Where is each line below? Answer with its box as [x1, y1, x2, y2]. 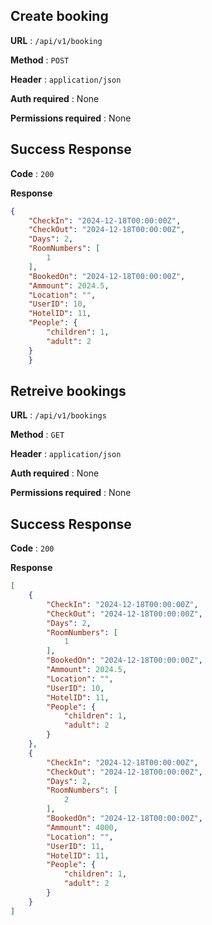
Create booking [10, 8, 109, 25]
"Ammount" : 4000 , [46, 822, 118, 833]
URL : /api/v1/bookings [10, 409, 107, 421]
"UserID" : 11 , [46, 841, 105, 851]
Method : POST [10, 54, 70, 66]
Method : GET [10, 429, 65, 441]
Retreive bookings [10, 382, 127, 399]
